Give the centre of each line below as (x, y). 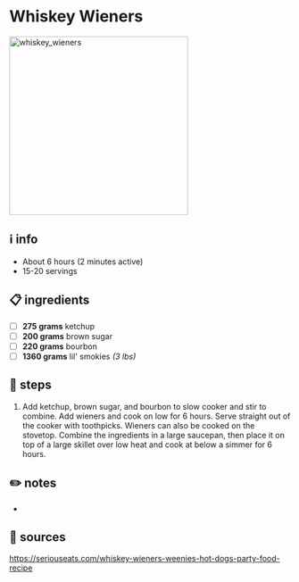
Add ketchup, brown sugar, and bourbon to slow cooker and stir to (144, 406)
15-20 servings (50, 270)
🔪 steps (30, 385)
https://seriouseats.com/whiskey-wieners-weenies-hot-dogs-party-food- (145, 559)
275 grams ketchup (58, 326)
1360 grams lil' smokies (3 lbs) (79, 356)
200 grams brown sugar (67, 336)
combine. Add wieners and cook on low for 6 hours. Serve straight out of (156, 416)
